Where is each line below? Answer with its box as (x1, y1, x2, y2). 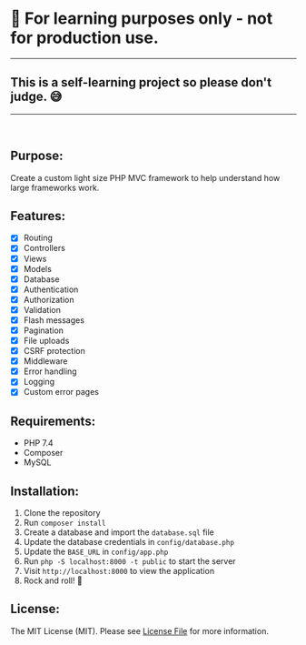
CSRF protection (23, 346, 85, 357)
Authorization (23, 294, 74, 305)
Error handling (23, 366, 77, 377)
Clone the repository (23, 508, 101, 518)
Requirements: (10, 413, 96, 428)
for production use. (10, 27, 160, 48)
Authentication (23, 284, 79, 295)
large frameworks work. (10, 182, 100, 193)
